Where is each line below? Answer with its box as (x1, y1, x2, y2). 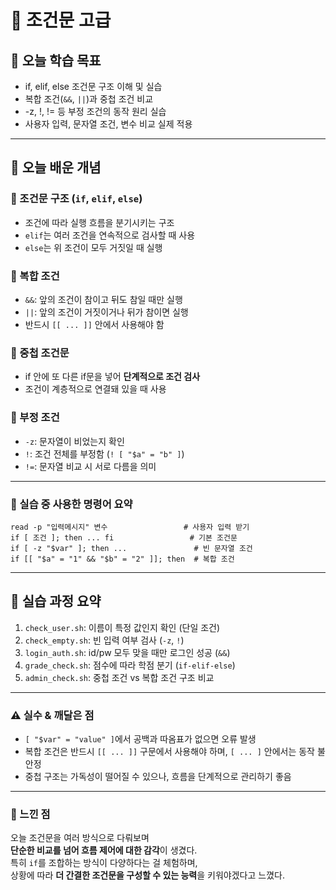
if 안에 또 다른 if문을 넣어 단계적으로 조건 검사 (24, 371, 201, 383)
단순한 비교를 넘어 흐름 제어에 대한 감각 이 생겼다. (10, 844, 198, 856)
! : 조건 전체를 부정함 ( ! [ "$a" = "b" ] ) (24, 447, 185, 460)
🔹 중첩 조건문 (10, 346, 70, 360)
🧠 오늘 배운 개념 (10, 159, 102, 176)
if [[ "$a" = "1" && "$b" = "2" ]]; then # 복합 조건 (10, 554, 235, 564)
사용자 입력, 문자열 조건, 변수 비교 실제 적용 (24, 118, 193, 130)
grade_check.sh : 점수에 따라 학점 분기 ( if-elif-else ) (24, 659, 236, 671)
